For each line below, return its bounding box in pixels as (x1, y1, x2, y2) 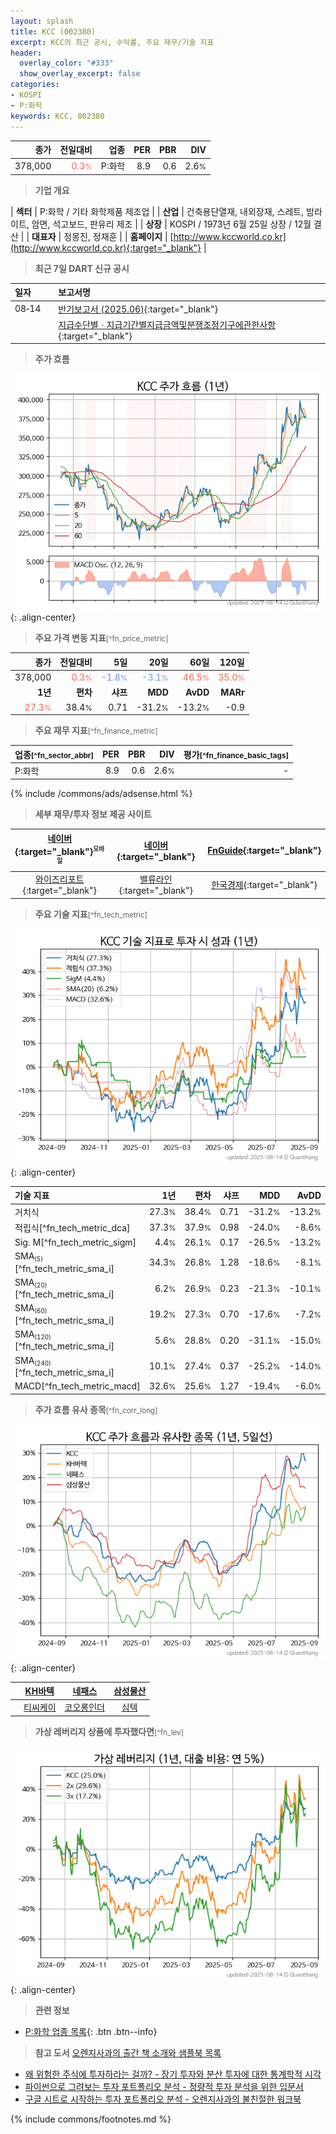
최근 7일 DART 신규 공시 (34, 262, 130, 274)
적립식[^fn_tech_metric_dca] (14, 1221, 131, 1234)
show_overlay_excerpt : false (19, 69, 141, 79)
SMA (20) (14, 1276, 48, 1290)
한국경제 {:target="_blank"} (211, 878, 318, 890)
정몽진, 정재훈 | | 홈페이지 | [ (63, 230, 174, 242)
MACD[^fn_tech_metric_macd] (14, 1380, 141, 1392)
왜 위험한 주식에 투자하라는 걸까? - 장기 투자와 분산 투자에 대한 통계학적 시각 (24, 2068, 322, 2080)
